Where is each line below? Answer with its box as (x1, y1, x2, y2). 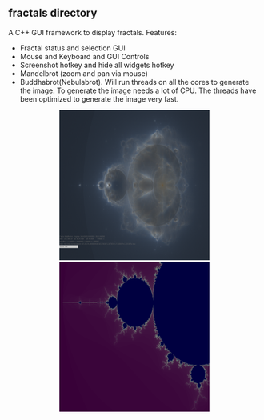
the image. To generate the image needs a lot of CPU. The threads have (19, 86, 257, 95)
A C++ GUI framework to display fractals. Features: (8, 27, 178, 37)
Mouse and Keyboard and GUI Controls (19, 51, 150, 61)
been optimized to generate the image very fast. (19, 94, 179, 103)
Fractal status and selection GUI (19, 43, 126, 53)
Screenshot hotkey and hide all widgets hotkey (19, 60, 174, 70)
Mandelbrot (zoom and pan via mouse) (19, 68, 148, 78)
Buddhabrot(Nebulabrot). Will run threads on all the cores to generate (19, 77, 250, 86)
